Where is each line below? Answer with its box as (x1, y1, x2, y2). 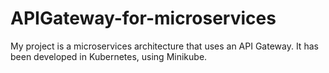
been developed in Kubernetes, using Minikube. (10, 50, 208, 62)
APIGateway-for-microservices (10, 7, 277, 30)
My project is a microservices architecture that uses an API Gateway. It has (10, 40, 319, 52)
